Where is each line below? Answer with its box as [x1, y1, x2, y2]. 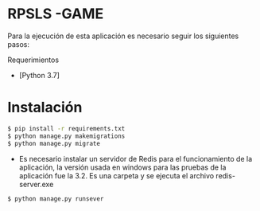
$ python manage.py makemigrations [7, 132, 126, 140]
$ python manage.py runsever [7, 194, 104, 203]
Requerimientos [7, 55, 60, 64]
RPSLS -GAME [7, 5, 104, 23]
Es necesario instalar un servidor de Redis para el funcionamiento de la [18, 154, 252, 163]
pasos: [7, 39, 29, 49]
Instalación [7, 99, 83, 116]
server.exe [18, 179, 54, 189]
